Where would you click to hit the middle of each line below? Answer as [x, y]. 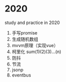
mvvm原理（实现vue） [35, 45]
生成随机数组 [25, 39]
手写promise [25, 32]
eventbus [21, 75]
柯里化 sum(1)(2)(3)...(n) [36, 51]
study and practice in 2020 [32, 22]
